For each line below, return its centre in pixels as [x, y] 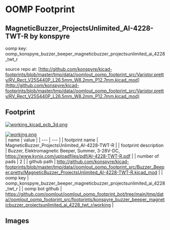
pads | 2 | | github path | [30, 161]
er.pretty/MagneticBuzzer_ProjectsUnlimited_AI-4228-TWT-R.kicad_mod [81, 172]
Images [17, 221]
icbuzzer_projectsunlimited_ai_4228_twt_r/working [58, 205]
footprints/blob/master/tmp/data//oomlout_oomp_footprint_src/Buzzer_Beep [85, 167]
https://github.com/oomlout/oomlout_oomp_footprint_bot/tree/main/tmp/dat [84, 194]
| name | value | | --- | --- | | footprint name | [52, 140]
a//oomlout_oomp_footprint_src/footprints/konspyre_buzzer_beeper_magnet [85, 199]
